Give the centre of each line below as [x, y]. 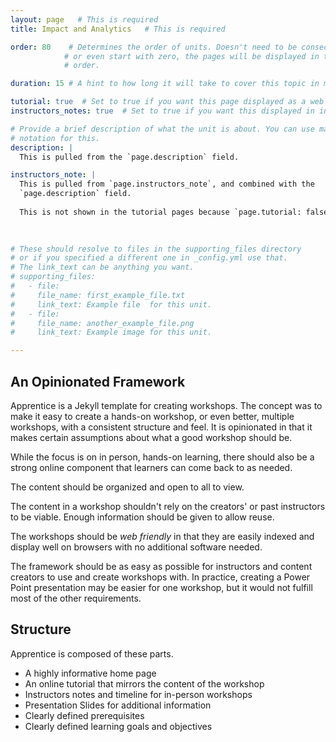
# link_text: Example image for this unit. [111, 332]
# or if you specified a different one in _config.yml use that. [149, 258]
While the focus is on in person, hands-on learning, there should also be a [162, 457]
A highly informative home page [90, 673]
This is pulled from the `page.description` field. [129, 157]
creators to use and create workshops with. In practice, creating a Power [160, 577]
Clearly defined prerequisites [84, 715]
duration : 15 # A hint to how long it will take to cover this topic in [165, 84]
